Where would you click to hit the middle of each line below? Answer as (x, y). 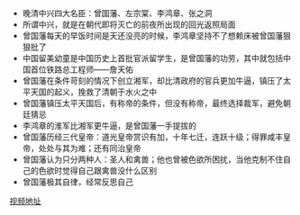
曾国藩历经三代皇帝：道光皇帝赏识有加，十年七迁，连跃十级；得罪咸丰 (153, 137)
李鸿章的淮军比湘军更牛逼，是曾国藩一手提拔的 (109, 125)
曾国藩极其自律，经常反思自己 (77, 182)
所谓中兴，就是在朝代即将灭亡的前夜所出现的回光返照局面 (129, 24)
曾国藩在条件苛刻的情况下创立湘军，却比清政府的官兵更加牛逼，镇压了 (153, 81)
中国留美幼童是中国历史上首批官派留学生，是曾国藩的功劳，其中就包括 (153, 58)
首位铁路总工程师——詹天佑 (82, 69)
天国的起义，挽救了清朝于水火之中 (94, 92)
